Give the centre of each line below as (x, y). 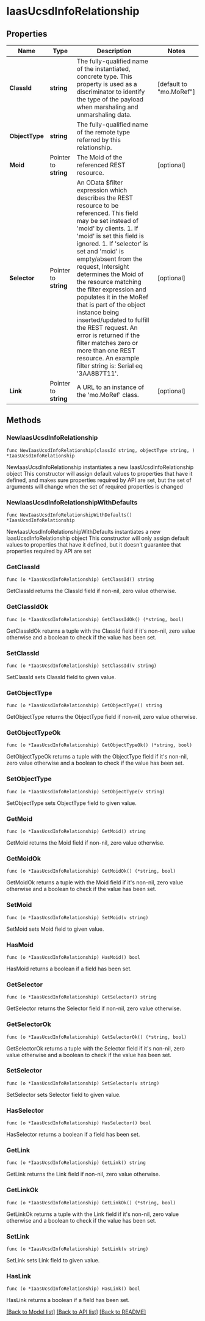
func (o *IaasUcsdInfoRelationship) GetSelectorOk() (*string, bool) (97, 1037)
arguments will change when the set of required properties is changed (95, 486)
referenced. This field (107, 213)
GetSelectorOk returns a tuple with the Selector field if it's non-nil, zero (95, 1048)
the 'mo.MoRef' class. (108, 395)
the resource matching (109, 282)
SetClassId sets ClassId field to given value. (61, 677)
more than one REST (106, 351)
